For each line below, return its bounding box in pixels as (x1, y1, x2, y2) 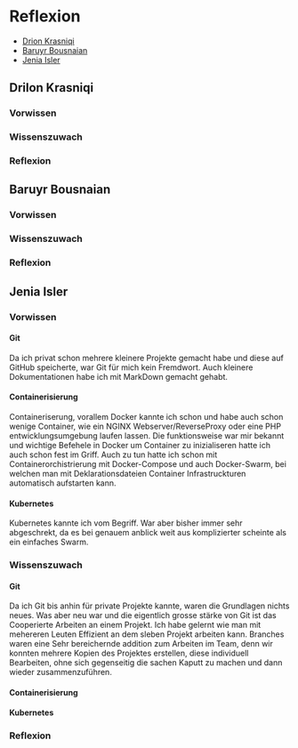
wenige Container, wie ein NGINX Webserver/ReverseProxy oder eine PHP (9, 421, 282, 431)
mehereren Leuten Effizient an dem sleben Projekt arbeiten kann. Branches (9, 629, 285, 639)
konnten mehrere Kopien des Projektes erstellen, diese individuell (9, 647, 249, 659)
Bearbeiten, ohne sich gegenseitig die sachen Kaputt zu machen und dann (9, 657, 283, 668)
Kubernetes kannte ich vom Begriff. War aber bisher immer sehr (9, 518, 243, 528)
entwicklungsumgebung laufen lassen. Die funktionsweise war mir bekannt (9, 430, 285, 441)
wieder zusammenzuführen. (9, 667, 113, 678)
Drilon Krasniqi (9, 80, 94, 95)
